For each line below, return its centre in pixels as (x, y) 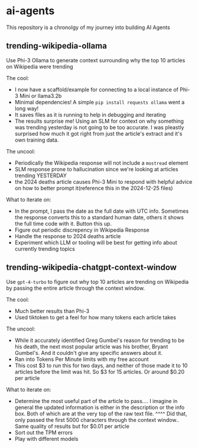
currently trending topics (45, 249)
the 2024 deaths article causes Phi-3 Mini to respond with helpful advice (103, 181)
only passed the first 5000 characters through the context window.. (97, 420)
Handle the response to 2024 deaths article (68, 236)
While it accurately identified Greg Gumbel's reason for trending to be (100, 340)
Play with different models (46, 439)
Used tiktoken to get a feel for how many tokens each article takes (95, 317)
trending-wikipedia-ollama (57, 46)
